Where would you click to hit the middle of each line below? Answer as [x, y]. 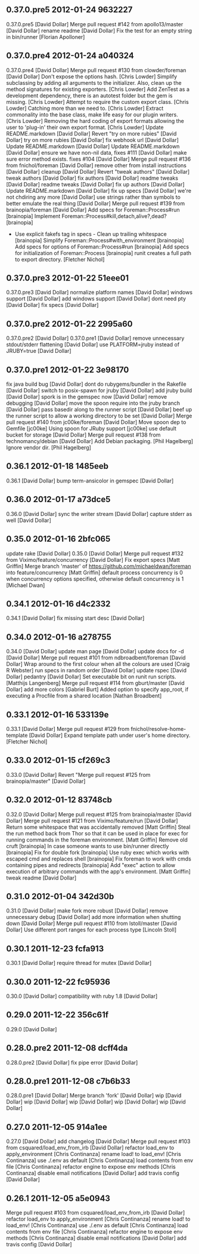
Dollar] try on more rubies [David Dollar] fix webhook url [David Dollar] [92, 140]
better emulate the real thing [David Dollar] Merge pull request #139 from [96, 203]
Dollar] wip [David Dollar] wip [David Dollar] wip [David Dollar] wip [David [96, 1102]
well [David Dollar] [29, 520]
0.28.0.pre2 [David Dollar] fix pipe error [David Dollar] [72, 1062]
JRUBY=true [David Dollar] [39, 351]
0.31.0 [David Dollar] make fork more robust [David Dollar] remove [87, 911]
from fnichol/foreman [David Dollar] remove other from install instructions [96, 165]
